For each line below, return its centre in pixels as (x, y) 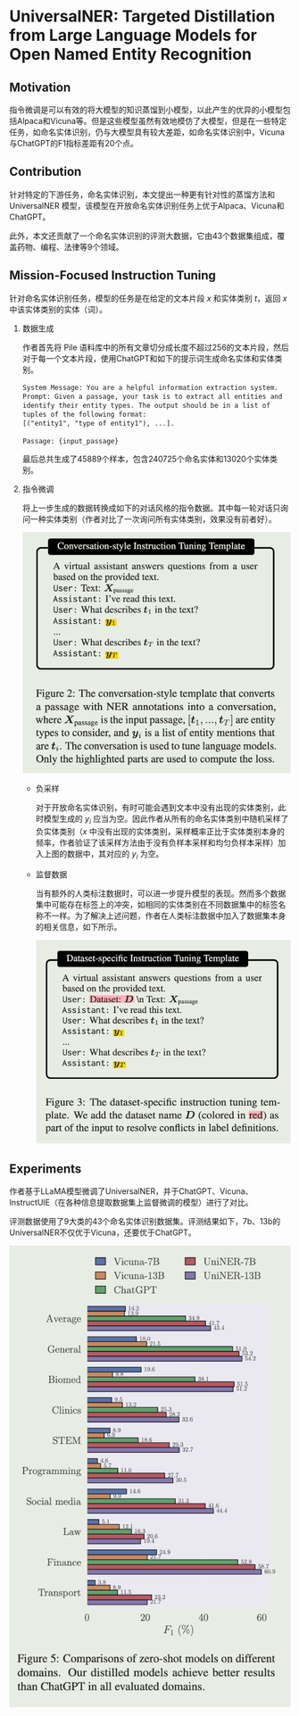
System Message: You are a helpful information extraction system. (150, 387)
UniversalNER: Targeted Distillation (142, 17)
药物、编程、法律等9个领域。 (70, 246)
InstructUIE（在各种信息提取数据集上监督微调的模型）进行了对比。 (131, 1203)
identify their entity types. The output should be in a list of (146, 405)
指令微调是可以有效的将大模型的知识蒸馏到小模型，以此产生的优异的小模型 (146, 110)
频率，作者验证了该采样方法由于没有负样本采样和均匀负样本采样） (157, 842)
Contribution (46, 172)
